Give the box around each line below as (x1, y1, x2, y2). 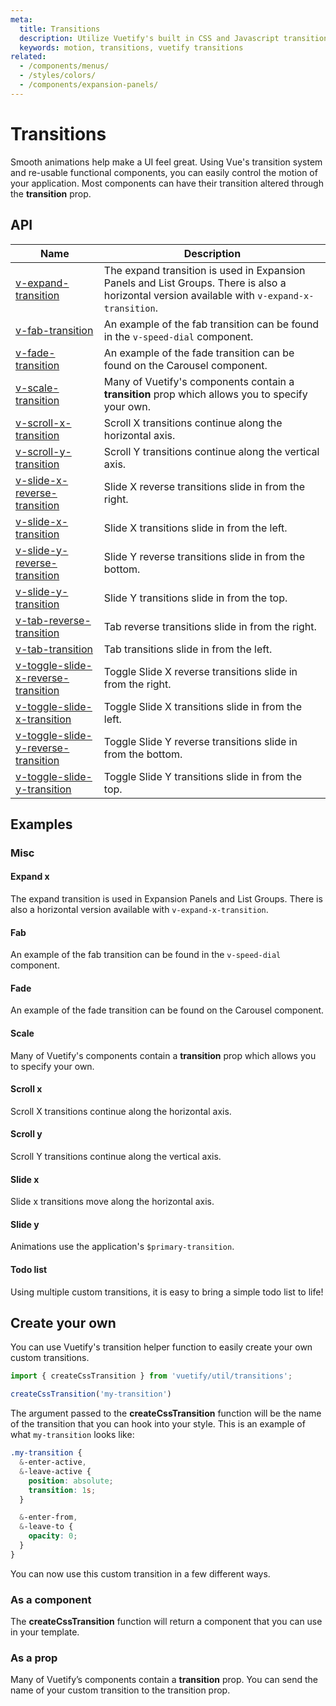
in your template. (10, 1626, 80, 1638)
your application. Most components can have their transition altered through (10, 177, 324, 189)
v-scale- (15, 381, 60, 395)
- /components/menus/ (19, 61, 110, 71)
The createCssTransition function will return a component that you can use (10, 1616, 323, 1628)
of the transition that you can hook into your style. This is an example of (10, 1418, 306, 1430)
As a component (10, 1592, 92, 1606)
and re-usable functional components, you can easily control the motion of (10, 166, 318, 178)
